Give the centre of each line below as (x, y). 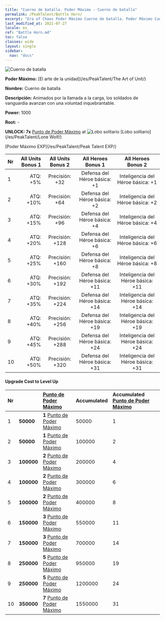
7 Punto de (55, 597)
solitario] (142, 132)
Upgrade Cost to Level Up (32, 381)
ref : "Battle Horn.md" (28, 32)
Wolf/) (56, 137)
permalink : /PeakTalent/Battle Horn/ (44, 14)
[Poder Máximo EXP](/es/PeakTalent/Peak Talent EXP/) (61, 147)
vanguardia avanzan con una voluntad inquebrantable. (60, 103)
